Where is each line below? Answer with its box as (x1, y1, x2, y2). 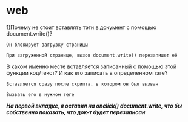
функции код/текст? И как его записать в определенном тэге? (6, 69, 168, 76)
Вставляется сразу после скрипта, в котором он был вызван (6, 81, 159, 87)
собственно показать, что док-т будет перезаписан (6, 108, 146, 115)
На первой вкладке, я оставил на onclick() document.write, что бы (6, 102, 183, 109)
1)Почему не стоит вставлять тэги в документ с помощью (6, 24, 156, 31)
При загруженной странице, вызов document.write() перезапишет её (6, 52, 178, 58)
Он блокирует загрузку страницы (6, 42, 88, 48)
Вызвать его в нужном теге (6, 91, 75, 97)
